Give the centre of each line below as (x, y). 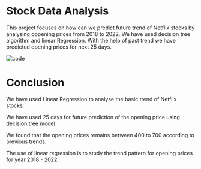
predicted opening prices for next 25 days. (59, 47)
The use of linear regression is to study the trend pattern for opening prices (100, 153)
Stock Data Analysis (58, 11)
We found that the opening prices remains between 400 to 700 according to (100, 135)
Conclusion (35, 83)
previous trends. (26, 141)
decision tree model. (31, 123)
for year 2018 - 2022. (32, 159)
